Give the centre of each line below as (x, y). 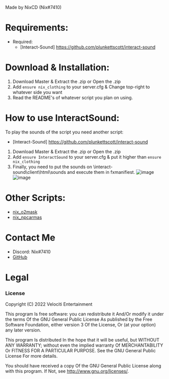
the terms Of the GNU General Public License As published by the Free (79, 319)
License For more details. (32, 356)
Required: (22, 41)
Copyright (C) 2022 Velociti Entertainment (49, 304)
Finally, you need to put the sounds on (52, 167)
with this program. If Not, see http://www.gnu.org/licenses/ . (67, 371)
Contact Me (30, 238)
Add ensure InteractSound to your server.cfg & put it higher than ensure (87, 157)
